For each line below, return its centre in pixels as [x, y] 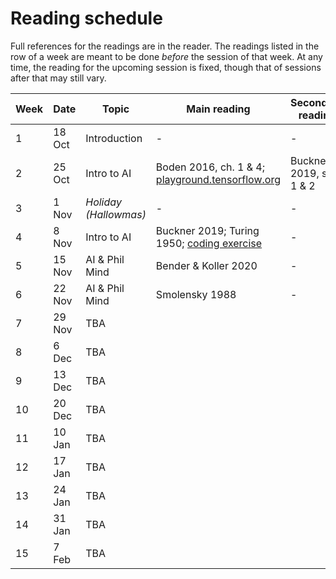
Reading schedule [86, 18]
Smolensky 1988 [196, 294]
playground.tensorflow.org [218, 179]
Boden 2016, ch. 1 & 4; [210, 167]
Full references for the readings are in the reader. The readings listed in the [165, 46]
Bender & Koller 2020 [206, 265]
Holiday [103, 202]
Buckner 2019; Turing [207, 230]
